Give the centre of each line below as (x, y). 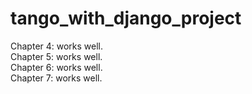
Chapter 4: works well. (57, 46)
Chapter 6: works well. (56, 67)
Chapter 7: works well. (56, 78)
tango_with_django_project (126, 18)
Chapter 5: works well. (56, 56)
